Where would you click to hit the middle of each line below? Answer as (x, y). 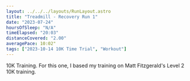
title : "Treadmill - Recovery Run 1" (52, 17)
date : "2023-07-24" (30, 22)
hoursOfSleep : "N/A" (31, 27)
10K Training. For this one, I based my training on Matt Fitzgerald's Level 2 (95, 65)
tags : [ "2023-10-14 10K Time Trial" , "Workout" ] (66, 49)
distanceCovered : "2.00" (36, 38)
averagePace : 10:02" (31, 44)
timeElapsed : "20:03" (32, 33)
